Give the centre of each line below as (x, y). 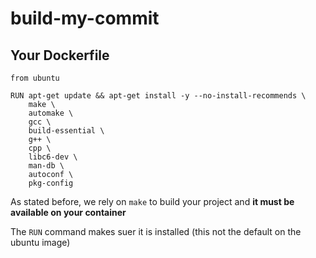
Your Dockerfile (60, 55)
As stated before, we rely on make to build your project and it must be (152, 201)
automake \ (51, 113)
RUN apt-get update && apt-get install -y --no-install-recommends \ (158, 96)
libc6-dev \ (53, 157)
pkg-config (51, 183)
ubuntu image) (40, 242)
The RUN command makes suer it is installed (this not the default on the (156, 231)
